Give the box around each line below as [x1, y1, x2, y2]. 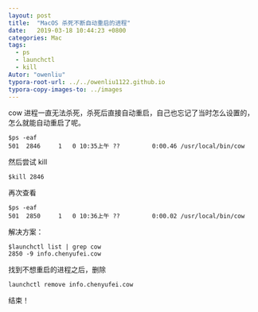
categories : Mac [8, 33, 62, 42]
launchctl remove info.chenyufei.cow [8, 281, 134, 289]
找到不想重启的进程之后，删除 [8, 265, 106, 275]
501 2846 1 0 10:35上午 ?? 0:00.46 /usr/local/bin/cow [8, 142, 245, 151]
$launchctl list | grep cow [8, 243, 102, 251]
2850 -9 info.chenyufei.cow [8, 250, 102, 258]
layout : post [8, 11, 52, 20]
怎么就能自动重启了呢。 [8, 118, 85, 128]
